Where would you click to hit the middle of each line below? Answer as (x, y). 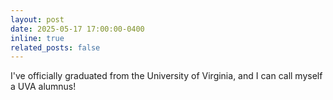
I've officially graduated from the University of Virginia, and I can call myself (166, 76)
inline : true (37, 38)
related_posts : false (55, 47)
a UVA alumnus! (43, 87)
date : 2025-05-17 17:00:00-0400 (77, 29)
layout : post (37, 19)
